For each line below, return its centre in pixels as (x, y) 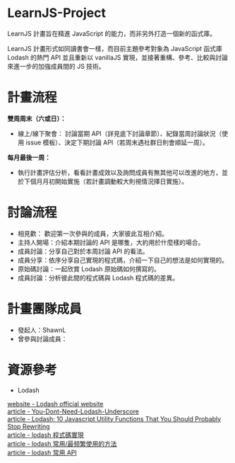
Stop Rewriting (29, 426)
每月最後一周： (29, 157)
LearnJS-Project (56, 13)
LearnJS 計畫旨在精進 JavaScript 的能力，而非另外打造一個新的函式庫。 (112, 33)
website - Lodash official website (55, 404)
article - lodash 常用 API (42, 452)
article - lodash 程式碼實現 (46, 435)
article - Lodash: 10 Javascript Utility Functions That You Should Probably (114, 418)
